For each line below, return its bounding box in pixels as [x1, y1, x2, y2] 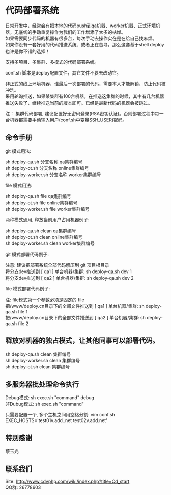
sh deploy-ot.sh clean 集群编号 [5, 363, 70, 370]
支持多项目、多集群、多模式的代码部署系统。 [5, 59, 99, 65]
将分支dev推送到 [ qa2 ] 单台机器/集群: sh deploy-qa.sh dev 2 [5, 275, 134, 281]
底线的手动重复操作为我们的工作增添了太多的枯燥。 [18, 29, 126, 35]
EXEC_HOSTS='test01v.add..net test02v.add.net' [5, 417, 108, 424]
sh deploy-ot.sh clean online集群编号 [5, 234, 83, 240]
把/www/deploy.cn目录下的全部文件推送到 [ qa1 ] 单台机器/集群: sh [5, 303, 145, 309]
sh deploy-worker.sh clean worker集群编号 [5, 240, 95, 246]
